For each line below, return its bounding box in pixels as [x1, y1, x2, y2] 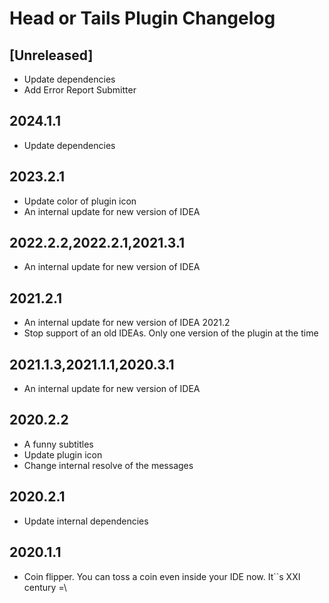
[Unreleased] [9, 47, 94, 64]
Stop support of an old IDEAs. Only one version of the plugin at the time [23, 327, 319, 339]
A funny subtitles [23, 438, 94, 450]
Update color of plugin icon [23, 195, 137, 207]
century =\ [23, 581, 67, 593]
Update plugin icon [23, 448, 103, 461]
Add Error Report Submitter [23, 84, 137, 96]
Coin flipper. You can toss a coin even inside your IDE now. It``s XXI [23, 570, 301, 582]
